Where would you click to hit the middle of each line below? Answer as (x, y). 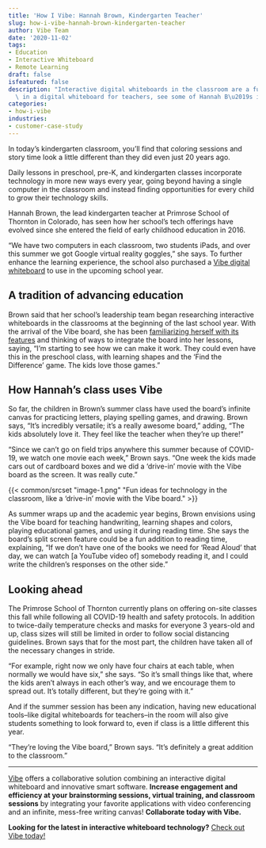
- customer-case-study (46, 126)
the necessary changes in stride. (62, 651)
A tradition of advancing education (96, 295)
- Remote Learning (38, 67)
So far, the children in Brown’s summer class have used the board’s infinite (129, 409)
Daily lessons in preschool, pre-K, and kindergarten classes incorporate (125, 172)
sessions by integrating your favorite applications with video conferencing (130, 804)
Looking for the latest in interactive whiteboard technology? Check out (127, 827)
